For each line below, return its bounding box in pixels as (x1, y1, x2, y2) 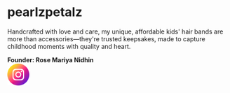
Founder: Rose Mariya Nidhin (7, 55, 94, 64)
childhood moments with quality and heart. (7, 42, 131, 50)
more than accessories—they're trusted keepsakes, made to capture (7, 34, 205, 43)
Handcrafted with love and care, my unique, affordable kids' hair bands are (7, 27, 224, 36)
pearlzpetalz (7, 4, 83, 20)
